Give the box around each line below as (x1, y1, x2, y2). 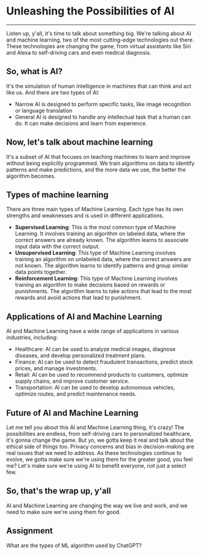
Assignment (6, 526, 53, 536)
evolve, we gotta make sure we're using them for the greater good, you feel (6, 456, 193, 463)
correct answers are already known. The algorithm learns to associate (14, 237, 189, 244)
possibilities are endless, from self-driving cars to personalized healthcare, (6, 430, 192, 437)
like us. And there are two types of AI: (6, 88, 100, 96)
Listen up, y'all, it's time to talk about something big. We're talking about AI (6, 29, 191, 37)
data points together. (14, 268, 67, 276)
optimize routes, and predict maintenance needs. (14, 390, 137, 398)
